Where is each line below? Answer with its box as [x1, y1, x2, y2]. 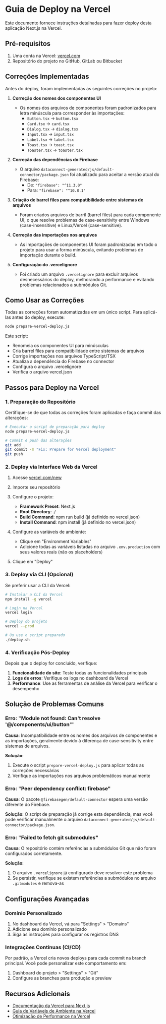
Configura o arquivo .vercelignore [12, 363, 81, 370]
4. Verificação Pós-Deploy [5, 649, 70, 656]
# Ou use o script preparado [5, 633, 65, 638]
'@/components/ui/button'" [5, 721, 74, 728]
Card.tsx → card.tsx [27, 120, 70, 126]
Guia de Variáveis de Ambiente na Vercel [12, 1008, 96, 1014]
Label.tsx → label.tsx [27, 136, 74, 142]
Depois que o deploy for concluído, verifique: [5, 661, 98, 666]
